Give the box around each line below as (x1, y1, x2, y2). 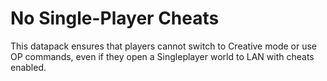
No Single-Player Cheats (10, 7, 220, 30)
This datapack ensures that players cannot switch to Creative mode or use (10, 40, 317, 52)
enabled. (10, 61, 47, 73)
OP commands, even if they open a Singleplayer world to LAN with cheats (10, 50, 315, 62)
